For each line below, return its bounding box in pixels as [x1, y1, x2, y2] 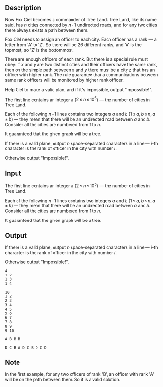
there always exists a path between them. [5, 27, 89, 33]
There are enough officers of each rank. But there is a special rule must [5, 56, 148, 62]
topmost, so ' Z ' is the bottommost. [5, 47, 74, 53]
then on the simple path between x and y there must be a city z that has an [5, 67, 155, 73]
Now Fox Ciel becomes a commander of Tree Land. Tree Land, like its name [5, 17, 157, 22]
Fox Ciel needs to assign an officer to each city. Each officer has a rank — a [5, 37, 157, 42]
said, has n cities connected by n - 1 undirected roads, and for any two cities [5, 22, 157, 28]
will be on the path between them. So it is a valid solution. [5, 376, 121, 382]
